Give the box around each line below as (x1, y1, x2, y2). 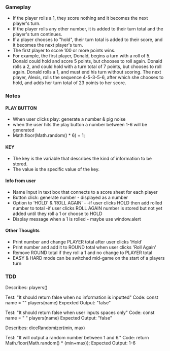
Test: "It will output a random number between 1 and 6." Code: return (5, 335, 149, 341)
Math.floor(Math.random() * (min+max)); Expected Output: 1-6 (5, 340, 136, 346)
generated (12, 127, 35, 133)
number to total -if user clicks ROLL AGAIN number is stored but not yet (12, 205, 162, 211)
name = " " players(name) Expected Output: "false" (5, 315, 113, 321)
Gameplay (5, 4, 31, 11)
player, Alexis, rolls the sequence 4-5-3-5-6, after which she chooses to (12, 75, 164, 81)
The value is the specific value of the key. (12, 166, 100, 172)
